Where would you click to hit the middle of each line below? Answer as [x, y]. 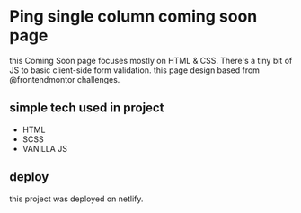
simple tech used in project [87, 108]
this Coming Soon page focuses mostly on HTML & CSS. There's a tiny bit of [151, 60]
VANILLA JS [44, 148]
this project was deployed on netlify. [76, 199]
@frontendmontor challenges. [65, 79]
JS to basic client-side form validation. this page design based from [135, 70]
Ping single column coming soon [133, 17]
